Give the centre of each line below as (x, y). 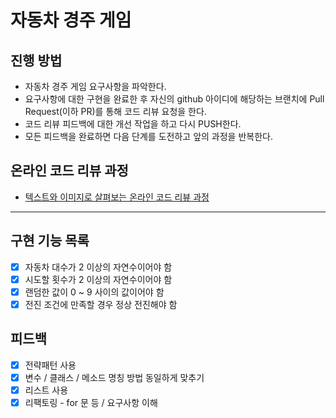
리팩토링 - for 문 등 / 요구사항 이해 (91, 402)
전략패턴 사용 (50, 365)
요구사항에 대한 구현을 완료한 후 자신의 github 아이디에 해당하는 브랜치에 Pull (174, 99)
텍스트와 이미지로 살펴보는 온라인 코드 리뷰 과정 (117, 197)
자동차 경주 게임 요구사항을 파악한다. (95, 86)
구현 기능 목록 (50, 241)
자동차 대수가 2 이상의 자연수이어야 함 (98, 267)
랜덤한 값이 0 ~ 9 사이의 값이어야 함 (94, 292)
